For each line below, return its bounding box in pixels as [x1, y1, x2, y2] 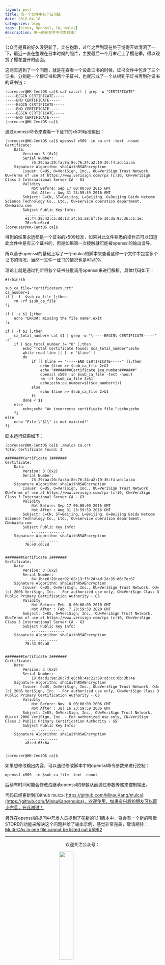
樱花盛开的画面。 [13, 57, 48, 62]
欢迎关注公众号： [65, 841, 100, 847]
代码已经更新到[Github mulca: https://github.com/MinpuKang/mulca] [5, 792, 144, 798]
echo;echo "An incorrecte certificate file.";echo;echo [23, 407, 139, 412]
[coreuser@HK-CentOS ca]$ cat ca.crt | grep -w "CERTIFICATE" [5, 89, 135, 94]
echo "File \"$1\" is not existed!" [14, 419, 89, 424]
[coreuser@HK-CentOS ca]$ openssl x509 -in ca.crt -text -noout [5, 138, 139, 143]
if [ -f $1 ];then [5, 329, 43, 334]
